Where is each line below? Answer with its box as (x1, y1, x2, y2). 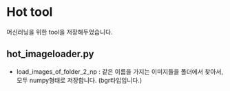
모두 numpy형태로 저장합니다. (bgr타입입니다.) (16, 76, 143, 84)
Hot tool (6, 4, 53, 20)
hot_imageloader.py (6, 48, 94, 60)
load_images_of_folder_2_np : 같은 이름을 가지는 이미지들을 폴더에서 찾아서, (16, 67, 224, 76)
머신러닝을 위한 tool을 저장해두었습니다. (6, 28, 113, 36)
